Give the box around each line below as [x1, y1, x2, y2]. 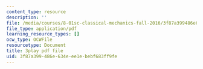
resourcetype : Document [6, 43, 66, 49]
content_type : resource [6, 8, 66, 15]
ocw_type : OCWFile [6, 37, 53, 43]
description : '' [6, 14, 47, 20]
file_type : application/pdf [6, 25, 77, 32]
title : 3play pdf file [6, 48, 63, 54]
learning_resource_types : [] [6, 31, 80, 37]
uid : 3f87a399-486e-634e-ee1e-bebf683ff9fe [6, 53, 118, 59]
